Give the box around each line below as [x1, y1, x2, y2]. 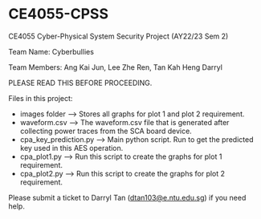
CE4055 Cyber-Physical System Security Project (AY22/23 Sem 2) [8, 31, 229, 41]
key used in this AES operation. [19, 143, 124, 152]
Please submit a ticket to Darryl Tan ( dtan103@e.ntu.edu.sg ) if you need [8, 193, 247, 202]
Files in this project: [8, 93, 73, 103]
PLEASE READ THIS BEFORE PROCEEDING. [8, 78, 153, 87]
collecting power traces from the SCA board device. [19, 126, 193, 136]
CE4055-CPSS [8, 5, 108, 23]
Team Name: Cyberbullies [8, 47, 95, 56]
